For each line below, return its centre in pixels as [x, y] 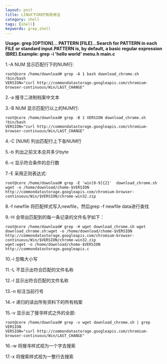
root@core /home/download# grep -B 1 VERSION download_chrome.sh [75, 118]
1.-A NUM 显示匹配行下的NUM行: [40, 64]
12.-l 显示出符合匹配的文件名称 [37, 281]
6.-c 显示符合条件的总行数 [32, 163]
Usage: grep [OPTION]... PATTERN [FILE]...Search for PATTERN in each [81, 43]
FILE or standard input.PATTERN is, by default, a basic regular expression [84, 49]
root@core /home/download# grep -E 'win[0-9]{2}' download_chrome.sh [81, 183]
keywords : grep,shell [28, 29]
